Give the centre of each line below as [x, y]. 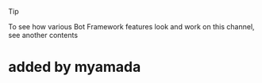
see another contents [43, 35]
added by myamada [75, 67]
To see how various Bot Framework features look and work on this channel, [132, 26]
